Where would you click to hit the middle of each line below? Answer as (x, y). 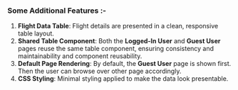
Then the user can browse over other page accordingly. (99, 71)
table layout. (36, 33)
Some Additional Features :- (57, 11)
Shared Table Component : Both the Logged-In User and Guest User (119, 41)
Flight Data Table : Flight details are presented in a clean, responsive (118, 26)
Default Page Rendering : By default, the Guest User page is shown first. (124, 64)
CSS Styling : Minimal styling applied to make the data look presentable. (123, 79)
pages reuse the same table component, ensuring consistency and (116, 49)
